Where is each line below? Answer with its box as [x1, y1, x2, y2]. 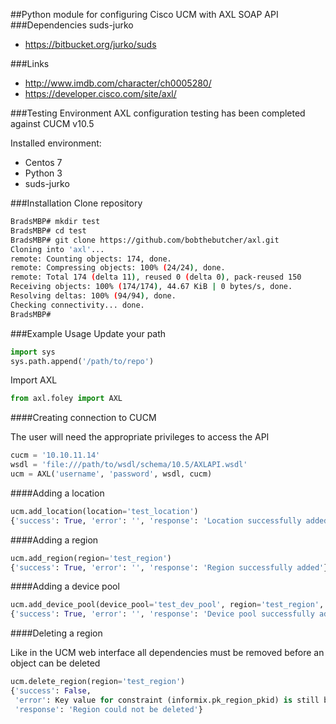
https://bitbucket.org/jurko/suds [24, 39, 157, 50]
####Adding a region [10, 534, 99, 546]
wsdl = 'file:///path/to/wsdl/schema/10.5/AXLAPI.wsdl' [10, 460, 248, 470]
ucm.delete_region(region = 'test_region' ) [10, 677, 186, 687]
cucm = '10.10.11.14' [10, 450, 101, 461]
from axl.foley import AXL [10, 394, 123, 404]
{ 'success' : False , [10, 686, 92, 696]
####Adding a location [10, 487, 105, 499]
